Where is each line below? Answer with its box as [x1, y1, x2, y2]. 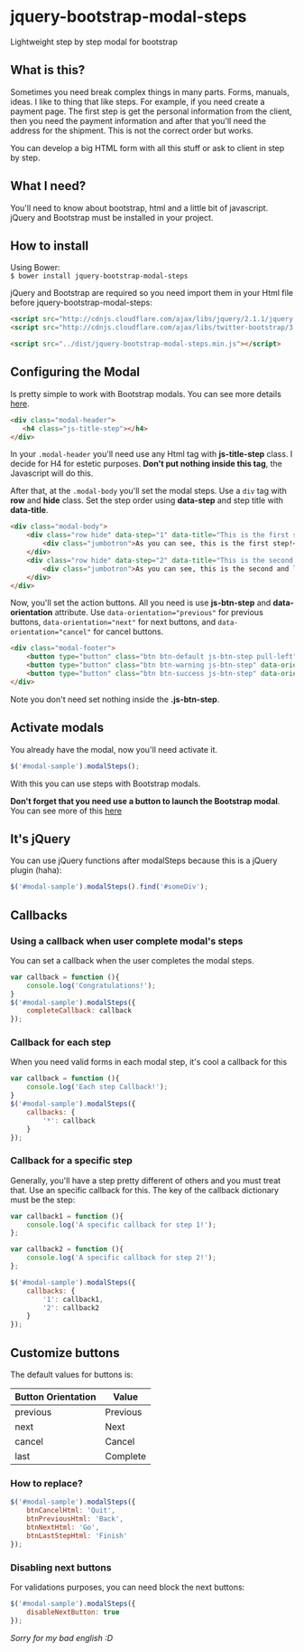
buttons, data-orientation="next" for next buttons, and [10, 617, 216, 628]
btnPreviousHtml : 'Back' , [26, 1514, 124, 1524]
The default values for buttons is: [10, 1369, 134, 1381]
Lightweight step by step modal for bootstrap [10, 36, 179, 47]
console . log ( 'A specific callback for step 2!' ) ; [26, 1253, 217, 1263]
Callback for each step [10, 1036, 112, 1049]
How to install [10, 238, 89, 253]
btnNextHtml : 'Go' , [26, 1523, 100, 1532]
